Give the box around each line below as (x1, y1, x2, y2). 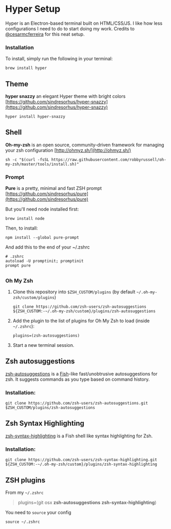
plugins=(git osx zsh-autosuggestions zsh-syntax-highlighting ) (17, 499, 157, 505)
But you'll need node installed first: (5, 206, 79, 213)
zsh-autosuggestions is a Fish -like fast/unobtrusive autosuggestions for (5, 371, 158, 377)
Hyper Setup (5, 3, 61, 15)
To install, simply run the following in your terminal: (5, 56, 113, 62)
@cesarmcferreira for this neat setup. (5, 31, 85, 37)
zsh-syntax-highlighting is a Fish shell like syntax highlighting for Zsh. (5, 433, 153, 439)
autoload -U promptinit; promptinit (5, 258, 84, 264)
